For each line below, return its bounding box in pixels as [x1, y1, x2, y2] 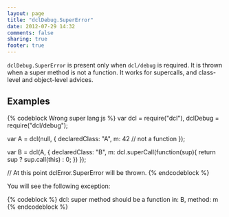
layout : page [7, 10, 45, 17]
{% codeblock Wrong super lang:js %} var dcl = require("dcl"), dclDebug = [7, 114, 219, 122]
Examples [7, 96, 50, 107]
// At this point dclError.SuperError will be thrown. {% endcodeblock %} [7, 168, 210, 176]
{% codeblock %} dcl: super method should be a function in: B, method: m [7, 195, 219, 203]
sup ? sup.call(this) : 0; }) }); [7, 155, 87, 163]
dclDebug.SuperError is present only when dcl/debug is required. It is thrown [7, 61, 223, 69]
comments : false [7, 29, 54, 37]
